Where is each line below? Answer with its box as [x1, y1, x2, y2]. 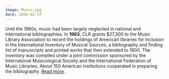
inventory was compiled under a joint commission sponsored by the [5, 52, 146, 58]
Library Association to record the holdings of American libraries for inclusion [5, 36, 164, 42]
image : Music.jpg [5, 7, 42, 12]
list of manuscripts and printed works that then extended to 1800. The [5, 47, 150, 53]
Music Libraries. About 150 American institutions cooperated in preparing [5, 63, 157, 69]
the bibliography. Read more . [5, 68, 66, 74]
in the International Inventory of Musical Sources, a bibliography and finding [5, 41, 163, 47]
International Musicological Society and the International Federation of [5, 57, 151, 63]
